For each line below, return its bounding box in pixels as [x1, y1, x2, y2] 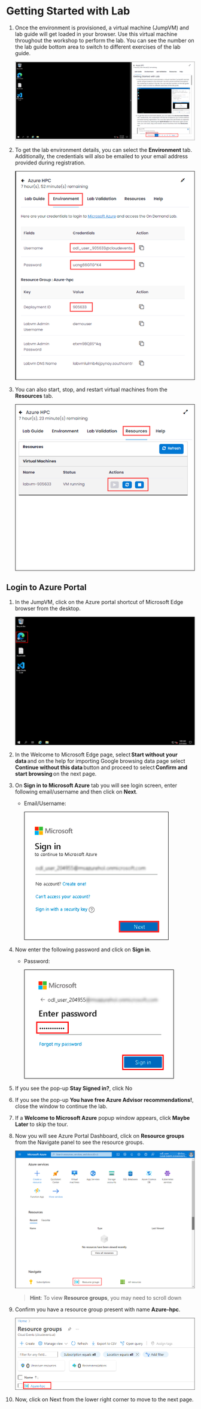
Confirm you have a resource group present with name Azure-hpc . [14, 1306, 181, 1313]
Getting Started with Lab [6, 4, 130, 18]
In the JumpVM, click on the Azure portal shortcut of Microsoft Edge [14, 598, 184, 605]
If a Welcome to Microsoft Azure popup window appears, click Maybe [14, 1114, 190, 1122]
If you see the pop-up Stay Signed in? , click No [14, 1084, 133, 1092]
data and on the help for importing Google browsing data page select [14, 758, 185, 765]
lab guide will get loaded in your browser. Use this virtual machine [14, 30, 178, 37]
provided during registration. [14, 159, 86, 166]
